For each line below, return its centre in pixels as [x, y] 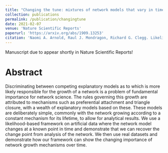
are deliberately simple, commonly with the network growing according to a [83, 113]
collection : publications [32, 15]
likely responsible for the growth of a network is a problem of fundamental [81, 91]
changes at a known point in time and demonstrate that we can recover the [82, 129]
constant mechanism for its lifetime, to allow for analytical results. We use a [83, 118]
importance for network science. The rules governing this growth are [76, 97]
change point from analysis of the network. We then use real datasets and [81, 134]
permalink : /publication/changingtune [45, 19]
